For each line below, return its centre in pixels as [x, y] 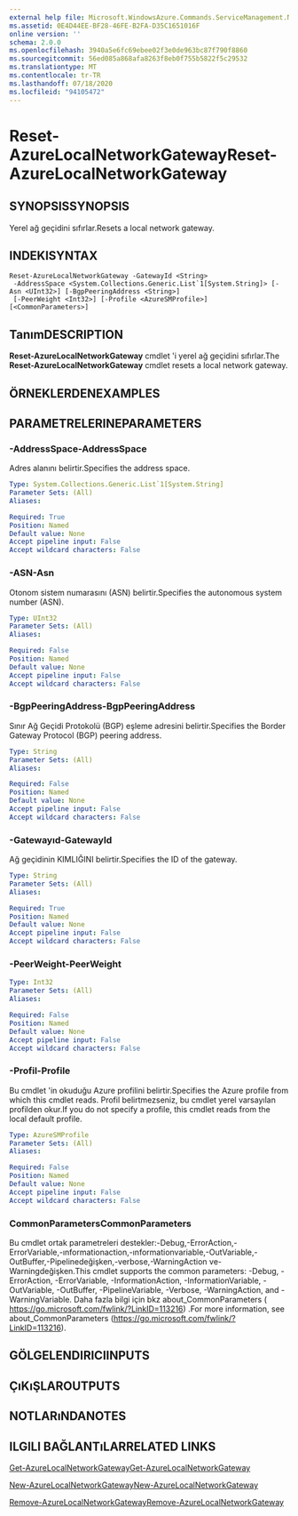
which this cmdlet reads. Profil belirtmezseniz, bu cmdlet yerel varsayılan [143, 1100]
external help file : [47, 17]
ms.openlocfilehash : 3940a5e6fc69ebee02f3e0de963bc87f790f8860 [129, 51]
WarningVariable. [41, 1299]
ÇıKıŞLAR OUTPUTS [65, 1386]
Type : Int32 [31, 983]
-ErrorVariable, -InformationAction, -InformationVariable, [158, 1280]
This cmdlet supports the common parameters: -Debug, [177, 1271]
